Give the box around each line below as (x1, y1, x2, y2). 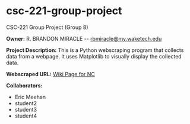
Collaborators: (6, 81, 43, 89)
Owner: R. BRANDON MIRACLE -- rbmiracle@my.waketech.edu (6, 35, 162, 42)
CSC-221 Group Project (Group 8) (6, 24, 88, 31)
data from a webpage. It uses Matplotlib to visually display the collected (6, 53, 182, 60)
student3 (14, 106, 37, 113)
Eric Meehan (14, 93, 46, 100)
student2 (14, 99, 37, 107)
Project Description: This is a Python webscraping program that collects (6, 46, 184, 54)
